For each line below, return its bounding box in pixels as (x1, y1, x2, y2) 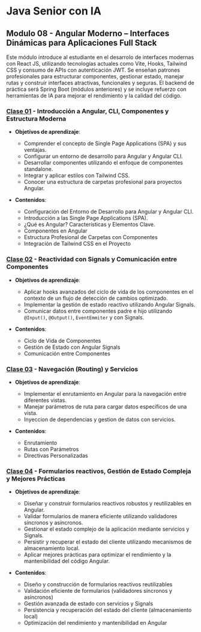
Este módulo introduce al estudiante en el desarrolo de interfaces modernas (6, 54, 194, 61)
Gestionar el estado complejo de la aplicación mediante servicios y (23, 525, 190, 533)
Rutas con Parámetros (23, 445, 79, 452)
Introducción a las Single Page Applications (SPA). (23, 214, 148, 222)
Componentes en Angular (23, 227, 88, 234)
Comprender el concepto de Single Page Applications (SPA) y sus (23, 140, 187, 147)
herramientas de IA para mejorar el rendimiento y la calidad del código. (6, 92, 182, 99)
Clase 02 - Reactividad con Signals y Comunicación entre (6, 255, 178, 263)
